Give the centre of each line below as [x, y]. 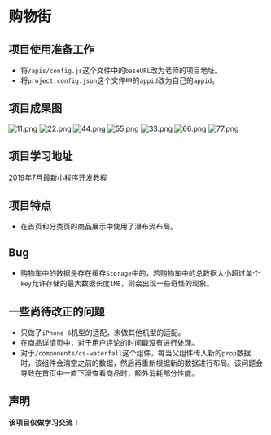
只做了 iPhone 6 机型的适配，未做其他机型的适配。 [103, 333]
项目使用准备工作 [51, 49]
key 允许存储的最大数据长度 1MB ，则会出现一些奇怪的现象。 [117, 283]
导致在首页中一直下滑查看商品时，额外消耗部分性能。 [109, 373]
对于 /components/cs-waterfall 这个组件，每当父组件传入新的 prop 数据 [135, 353]
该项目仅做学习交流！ [44, 422]
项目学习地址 [41, 157]
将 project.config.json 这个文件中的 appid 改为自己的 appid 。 [120, 80]
